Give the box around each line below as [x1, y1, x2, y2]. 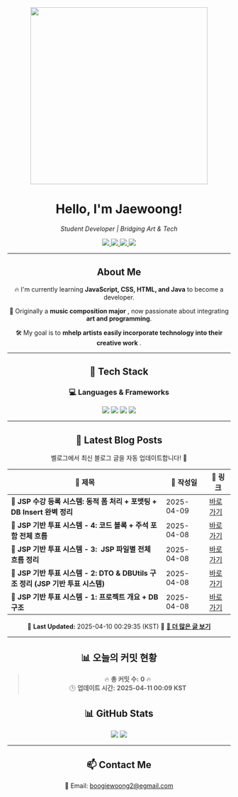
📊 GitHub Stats [84, 708, 154, 720]
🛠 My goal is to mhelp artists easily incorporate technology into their [15, 328, 223, 337]
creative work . [96, 338, 142, 347]
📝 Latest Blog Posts [75, 434, 163, 446]
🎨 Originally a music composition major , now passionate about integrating [9, 306, 229, 315]
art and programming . [86, 314, 152, 323]
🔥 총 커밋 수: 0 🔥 [104, 675, 152, 684]
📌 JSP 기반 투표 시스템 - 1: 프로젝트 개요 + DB [11, 592, 159, 602]
